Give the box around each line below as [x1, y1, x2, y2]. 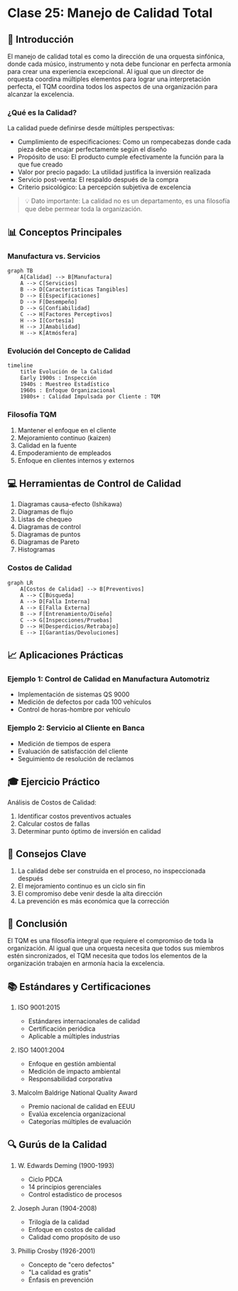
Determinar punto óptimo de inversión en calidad [17, 827, 161, 836]
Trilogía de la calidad [28, 1218, 90, 1226]
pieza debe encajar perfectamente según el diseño [17, 145, 167, 154]
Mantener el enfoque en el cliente [17, 425, 117, 435]
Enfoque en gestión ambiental [28, 1059, 116, 1068]
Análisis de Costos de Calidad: [7, 798, 97, 807]
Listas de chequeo [17, 515, 72, 524]
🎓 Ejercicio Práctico [7, 776, 101, 788]
